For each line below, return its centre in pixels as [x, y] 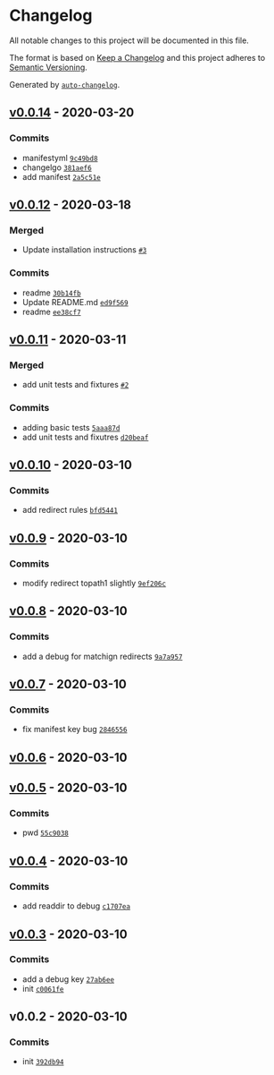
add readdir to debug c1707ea [76, 906]
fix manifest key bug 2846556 [75, 729]
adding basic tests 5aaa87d [71, 427]
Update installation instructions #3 [84, 250]
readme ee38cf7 [52, 311]
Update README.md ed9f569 [75, 302]
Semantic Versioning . [48, 67]
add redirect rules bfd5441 [70, 510]
